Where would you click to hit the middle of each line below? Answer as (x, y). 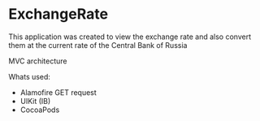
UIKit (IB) (35, 101)
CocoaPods (40, 110)
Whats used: (30, 76)
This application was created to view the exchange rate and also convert (130, 37)
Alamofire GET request (58, 92)
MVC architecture (38, 61)
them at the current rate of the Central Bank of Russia (98, 45)
